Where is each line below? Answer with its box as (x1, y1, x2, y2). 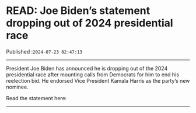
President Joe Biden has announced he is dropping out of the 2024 (6, 65, 168, 72)
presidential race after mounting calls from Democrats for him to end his (6, 71, 180, 78)
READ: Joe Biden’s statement (6, 4, 150, 17)
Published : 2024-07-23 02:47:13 (6, 48, 83, 55)
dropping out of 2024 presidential (6, 16, 173, 30)
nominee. (6, 83, 29, 90)
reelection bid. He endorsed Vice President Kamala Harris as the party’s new (6, 77, 190, 84)
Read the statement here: (6, 94, 67, 101)
